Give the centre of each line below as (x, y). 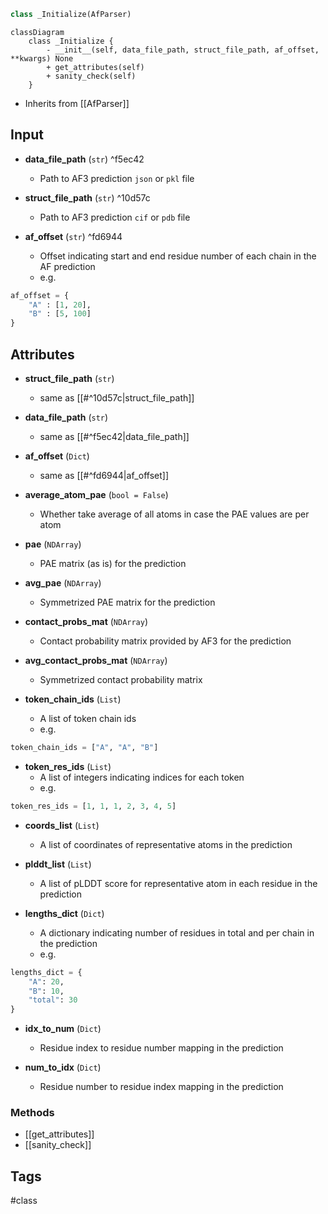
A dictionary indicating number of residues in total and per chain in (177, 932)
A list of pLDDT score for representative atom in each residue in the (178, 883)
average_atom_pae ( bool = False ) (96, 494)
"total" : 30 (53, 1000)
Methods (32, 1113)
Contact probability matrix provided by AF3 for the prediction (165, 641)
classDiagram (37, 32)
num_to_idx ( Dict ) (63, 1067)
